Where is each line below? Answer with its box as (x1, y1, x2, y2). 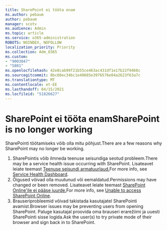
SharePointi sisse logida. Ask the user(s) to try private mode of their (12, 214, 152, 220)
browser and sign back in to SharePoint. (12, 219, 96, 225)
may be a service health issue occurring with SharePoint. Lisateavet (12, 161, 153, 167)
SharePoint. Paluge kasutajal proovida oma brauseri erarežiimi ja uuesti (12, 209, 160, 215)
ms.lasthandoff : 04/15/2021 (5, 86, 64, 92)
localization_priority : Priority (5, 45, 75, 50)
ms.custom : (5, 54, 28, 59)
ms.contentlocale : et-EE (5, 82, 57, 87)
